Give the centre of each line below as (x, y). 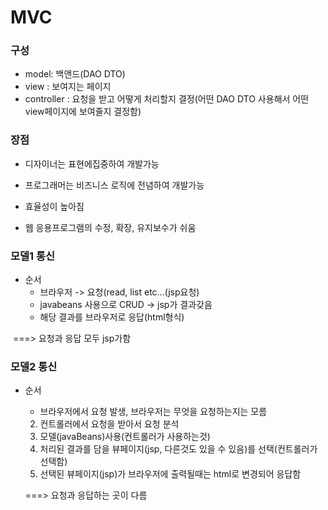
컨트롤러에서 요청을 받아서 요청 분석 (109, 424)
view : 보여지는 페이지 (68, 87)
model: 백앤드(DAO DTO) (75, 74)
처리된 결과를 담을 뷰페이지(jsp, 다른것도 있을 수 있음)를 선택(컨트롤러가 (178, 449)
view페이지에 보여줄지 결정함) (83, 112)
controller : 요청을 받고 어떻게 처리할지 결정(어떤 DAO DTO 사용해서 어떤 (167, 99)
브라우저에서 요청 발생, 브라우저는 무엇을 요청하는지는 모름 (153, 412)
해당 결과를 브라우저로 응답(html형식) (112, 317)
